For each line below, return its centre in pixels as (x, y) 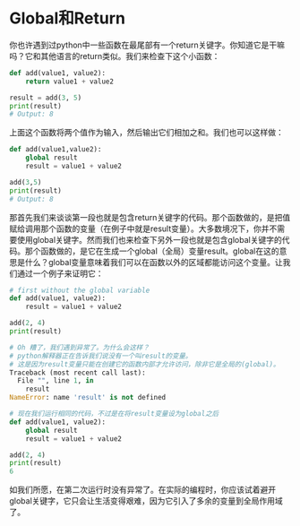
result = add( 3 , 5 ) (46, 98)
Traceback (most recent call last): (77, 373)
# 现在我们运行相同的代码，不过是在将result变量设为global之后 (114, 414)
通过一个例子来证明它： (60, 273)
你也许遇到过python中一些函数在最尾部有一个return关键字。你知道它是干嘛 (147, 45)
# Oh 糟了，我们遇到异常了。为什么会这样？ (79, 347)
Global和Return (67, 18)
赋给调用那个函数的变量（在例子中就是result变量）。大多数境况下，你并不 (143, 229)
